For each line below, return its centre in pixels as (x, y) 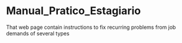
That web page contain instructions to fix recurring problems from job (91, 27)
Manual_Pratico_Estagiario (74, 11)
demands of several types (38, 33)
